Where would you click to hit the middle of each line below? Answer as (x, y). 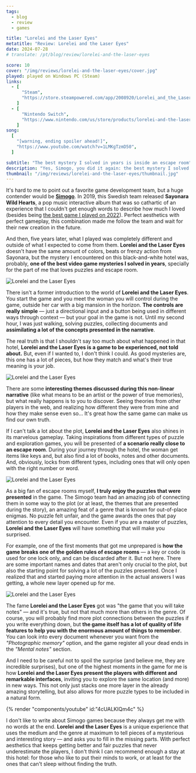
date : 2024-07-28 (27, 49)
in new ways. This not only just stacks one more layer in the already (87, 685)
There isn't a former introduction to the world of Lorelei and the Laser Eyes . (97, 292)
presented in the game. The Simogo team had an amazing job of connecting (98, 497)
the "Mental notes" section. (39, 649)
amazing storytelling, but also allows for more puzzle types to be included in (98, 692)
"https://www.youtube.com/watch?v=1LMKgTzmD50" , (77, 147)
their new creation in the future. (44, 227)
